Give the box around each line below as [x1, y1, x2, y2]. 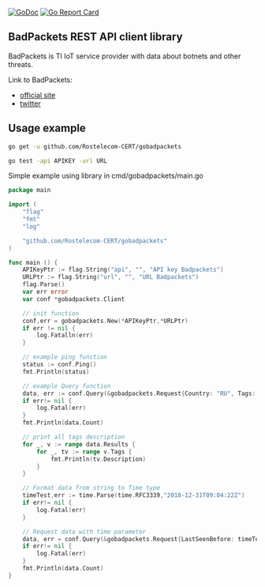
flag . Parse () [22, 280, 65, 288]
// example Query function [22, 382, 111, 390]
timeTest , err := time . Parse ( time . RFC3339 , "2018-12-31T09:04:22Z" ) [22, 491, 245, 499]
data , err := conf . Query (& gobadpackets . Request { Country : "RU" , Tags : [22, 389, 256, 397]
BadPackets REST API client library [8, 30, 183, 43]
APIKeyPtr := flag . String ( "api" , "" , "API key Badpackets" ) [22, 265, 224, 274]
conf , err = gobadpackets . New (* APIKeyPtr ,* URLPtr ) [22, 317, 189, 325]
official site [19, 90, 56, 100]
